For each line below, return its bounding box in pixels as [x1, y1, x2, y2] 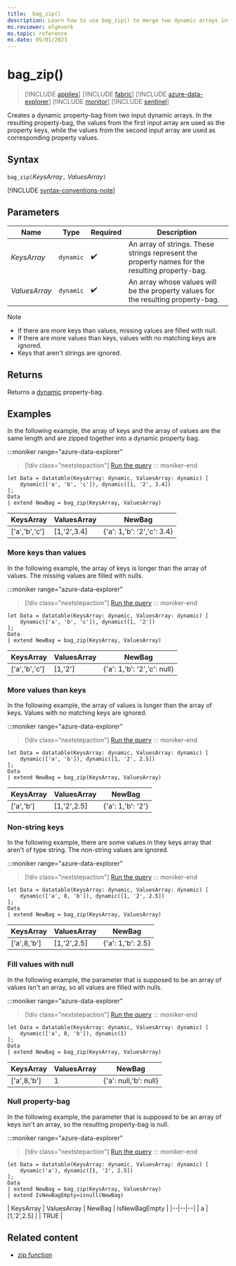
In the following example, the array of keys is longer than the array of [7, 564, 207, 572]
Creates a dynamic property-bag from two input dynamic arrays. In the [7, 111, 213, 120]
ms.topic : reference [7, 30, 68, 37]
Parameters [7, 207, 60, 219]
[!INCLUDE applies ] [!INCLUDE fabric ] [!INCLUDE [24, 90, 167, 98]
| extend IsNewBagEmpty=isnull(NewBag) [7, 1191, 124, 1199]
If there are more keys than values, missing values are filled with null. [17, 326, 218, 335]
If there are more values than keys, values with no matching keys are [17, 333, 216, 342]
